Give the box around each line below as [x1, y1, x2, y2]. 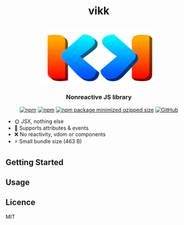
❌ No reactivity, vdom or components [14, 131, 106, 138]
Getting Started [5, 157, 64, 167]
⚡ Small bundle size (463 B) [14, 138, 82, 145]
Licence [5, 197, 36, 208]
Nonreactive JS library [66, 93, 132, 101]
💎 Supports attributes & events [14, 124, 89, 131]
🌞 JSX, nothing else [14, 118, 64, 125]
